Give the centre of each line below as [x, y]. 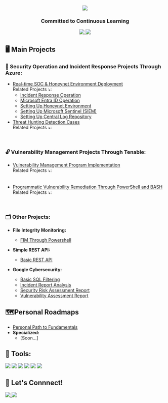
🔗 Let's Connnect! [34, 382]
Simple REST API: [31, 250]
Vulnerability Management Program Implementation [66, 165]
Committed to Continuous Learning [85, 21]
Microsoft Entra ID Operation [50, 100]
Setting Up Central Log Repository [56, 117]
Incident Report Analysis [46, 284]
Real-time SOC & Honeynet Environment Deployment [68, 84]
